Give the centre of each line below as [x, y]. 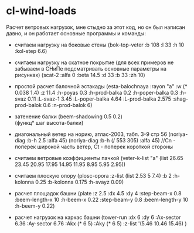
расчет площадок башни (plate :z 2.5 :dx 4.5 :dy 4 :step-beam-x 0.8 [98, 193]
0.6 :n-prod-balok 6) [68, 105]
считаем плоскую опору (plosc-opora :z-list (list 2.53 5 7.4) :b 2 [93, 175]
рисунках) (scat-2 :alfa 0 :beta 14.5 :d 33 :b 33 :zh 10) [80, 75]
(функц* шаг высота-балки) [49, 122]
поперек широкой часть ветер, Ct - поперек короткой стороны [94, 147]
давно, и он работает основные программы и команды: [76, 33]
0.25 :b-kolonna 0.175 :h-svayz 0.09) [79, 182]
